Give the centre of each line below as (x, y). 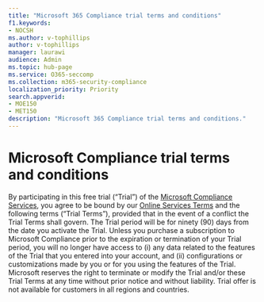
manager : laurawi (37, 52)
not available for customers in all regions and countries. (99, 289)
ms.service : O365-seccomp (51, 75)
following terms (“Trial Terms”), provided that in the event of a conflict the (129, 213)
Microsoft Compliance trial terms (119, 158)
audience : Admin (35, 60)
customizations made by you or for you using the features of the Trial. (122, 264)
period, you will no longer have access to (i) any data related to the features (132, 247)
